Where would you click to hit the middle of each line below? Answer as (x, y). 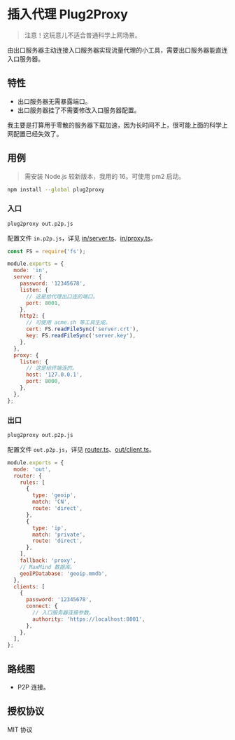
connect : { (42, 606)
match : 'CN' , (51, 502)
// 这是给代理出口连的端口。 (62, 296)
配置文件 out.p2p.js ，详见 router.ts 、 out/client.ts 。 (81, 449)
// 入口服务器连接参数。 (63, 613)
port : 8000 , (43, 382)
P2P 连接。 (34, 687)
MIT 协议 (20, 729)
